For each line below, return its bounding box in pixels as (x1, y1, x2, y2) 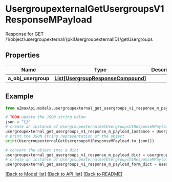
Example (5, 92, 34, 101)
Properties (5, 51, 40, 60)
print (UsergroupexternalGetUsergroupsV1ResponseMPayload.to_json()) (5, 138, 155, 143)
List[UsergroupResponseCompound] (54, 74, 146, 82)
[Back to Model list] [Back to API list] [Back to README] (5, 171, 123, 177)
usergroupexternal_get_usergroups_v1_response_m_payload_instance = (5, 129, 155, 134)
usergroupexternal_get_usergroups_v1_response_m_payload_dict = (5, 152, 145, 158)
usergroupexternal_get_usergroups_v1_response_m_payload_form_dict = (5, 162, 157, 167)
